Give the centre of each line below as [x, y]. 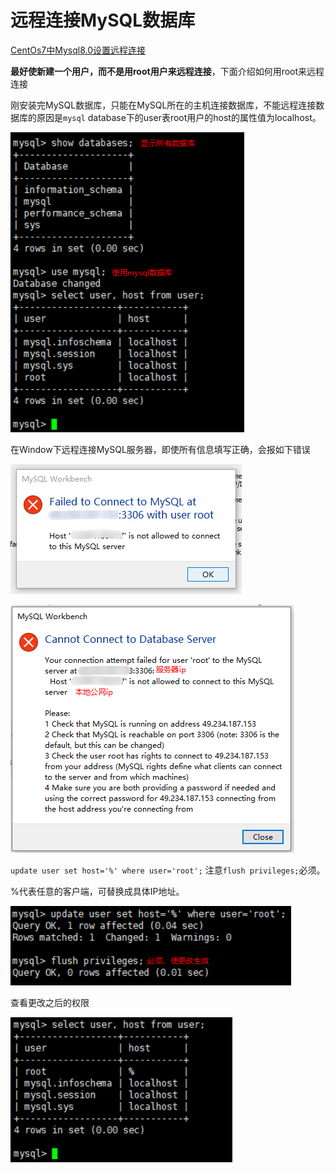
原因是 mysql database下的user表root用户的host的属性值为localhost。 [179, 117]
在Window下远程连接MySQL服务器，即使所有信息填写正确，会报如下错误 [160, 449]
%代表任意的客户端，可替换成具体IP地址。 [97, 891]
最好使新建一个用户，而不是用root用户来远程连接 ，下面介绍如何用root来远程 [167, 71]
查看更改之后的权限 [50, 1002]
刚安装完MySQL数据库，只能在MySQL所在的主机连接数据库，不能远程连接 [163, 105]
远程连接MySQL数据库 [103, 20]
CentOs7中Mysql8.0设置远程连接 [78, 50]
